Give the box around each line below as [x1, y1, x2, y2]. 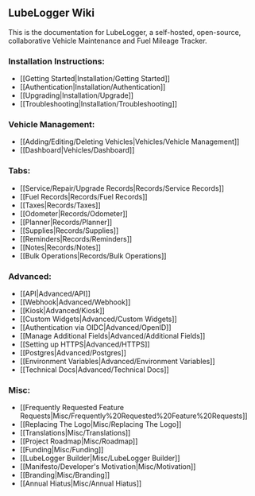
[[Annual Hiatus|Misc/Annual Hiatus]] [19, 479, 142, 488]
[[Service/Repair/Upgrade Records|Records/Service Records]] [19, 183, 225, 193]
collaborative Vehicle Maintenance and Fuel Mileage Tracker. [8, 36, 208, 45]
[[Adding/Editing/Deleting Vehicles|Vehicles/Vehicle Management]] [19, 137, 240, 146]
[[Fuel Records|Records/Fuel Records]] [19, 192, 149, 201]
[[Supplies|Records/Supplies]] [19, 226, 119, 235]
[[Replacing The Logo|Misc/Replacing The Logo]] [19, 420, 182, 429]
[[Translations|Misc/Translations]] [19, 428, 131, 438]
